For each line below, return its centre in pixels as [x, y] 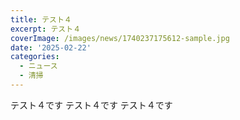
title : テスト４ [41, 19]
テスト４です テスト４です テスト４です [91, 105]
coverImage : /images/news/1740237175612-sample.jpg [120, 38]
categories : [35, 57]
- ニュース [38, 66]
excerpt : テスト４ [46, 29]
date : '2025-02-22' [51, 47]
